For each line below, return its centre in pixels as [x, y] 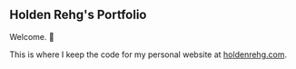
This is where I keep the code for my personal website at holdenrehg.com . [148, 54]
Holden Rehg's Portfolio [78, 15]
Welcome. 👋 [32, 36]
